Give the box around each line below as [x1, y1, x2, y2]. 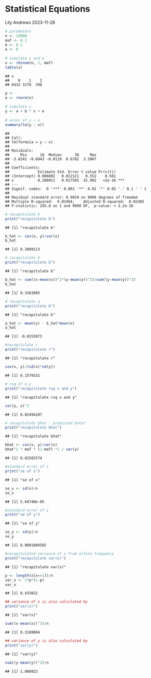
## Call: [5, 135, 23, 140]
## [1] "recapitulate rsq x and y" [5, 395, 77, 400]
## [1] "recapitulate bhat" [5, 434, 62, 439]
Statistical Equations [5, 3, 91, 15]
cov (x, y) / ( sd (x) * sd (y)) [5, 364, 55, 370]
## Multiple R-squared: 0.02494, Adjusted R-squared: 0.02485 [5, 199, 145, 204]
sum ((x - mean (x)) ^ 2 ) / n [5, 621, 49, 626]
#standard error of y [5, 508, 49, 513]
